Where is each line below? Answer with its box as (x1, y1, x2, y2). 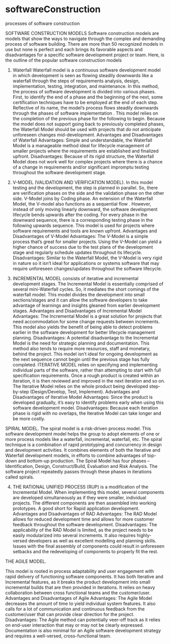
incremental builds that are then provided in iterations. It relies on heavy (5, 584, 155, 590)
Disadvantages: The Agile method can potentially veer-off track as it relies (5, 617, 161, 623)
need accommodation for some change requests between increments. (12, 318, 160, 324)
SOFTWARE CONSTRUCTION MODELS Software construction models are (5, 30, 159, 36)
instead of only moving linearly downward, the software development (12, 206, 158, 212)
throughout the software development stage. (12, 169, 107, 176)
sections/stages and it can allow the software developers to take (12, 297, 148, 303)
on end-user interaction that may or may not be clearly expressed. (5, 622, 144, 628)
